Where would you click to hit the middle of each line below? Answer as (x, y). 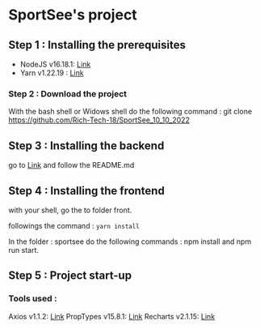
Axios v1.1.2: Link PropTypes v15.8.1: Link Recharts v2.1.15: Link (112, 316)
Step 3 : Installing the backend (86, 145)
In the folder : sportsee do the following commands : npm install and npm (130, 241)
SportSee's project (73, 15)
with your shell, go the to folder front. (70, 210)
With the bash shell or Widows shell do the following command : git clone (130, 112)
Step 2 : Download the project (68, 93)
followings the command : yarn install (74, 225)
